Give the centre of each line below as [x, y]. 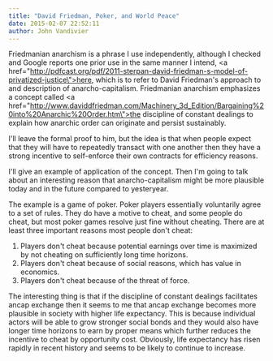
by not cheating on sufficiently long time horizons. [104, 255]
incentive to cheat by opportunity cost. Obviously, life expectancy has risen [134, 340]
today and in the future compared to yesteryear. [89, 189]
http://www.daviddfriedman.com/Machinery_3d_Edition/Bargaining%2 [147, 105]
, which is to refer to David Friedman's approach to [176, 80]
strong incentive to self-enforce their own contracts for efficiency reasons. [133, 156]
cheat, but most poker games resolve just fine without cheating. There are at [136, 222]
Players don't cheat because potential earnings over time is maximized [139, 246]
